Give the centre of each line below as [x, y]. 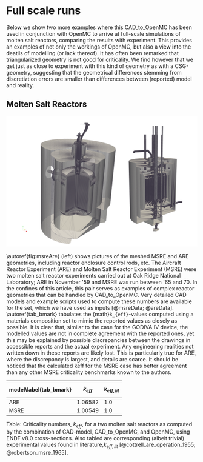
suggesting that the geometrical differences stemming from [107, 72]
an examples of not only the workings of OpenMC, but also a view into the [99, 47]
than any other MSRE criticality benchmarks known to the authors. [89, 372]
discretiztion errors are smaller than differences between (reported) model [99, 79]
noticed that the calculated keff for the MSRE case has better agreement [97, 366]
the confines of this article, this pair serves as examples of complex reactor [100, 289]
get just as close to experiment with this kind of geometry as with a [90, 66]
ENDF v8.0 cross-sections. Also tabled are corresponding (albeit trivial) [95, 438]
